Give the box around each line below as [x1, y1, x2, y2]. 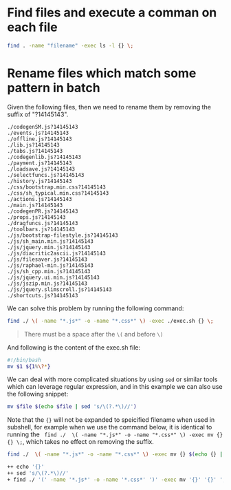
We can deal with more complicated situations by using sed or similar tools [7, 375, 218, 383]
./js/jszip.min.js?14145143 [7, 280, 88, 287]
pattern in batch [7, 81, 101, 96]
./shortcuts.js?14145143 [7, 292, 78, 299]
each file [7, 19, 58, 35]
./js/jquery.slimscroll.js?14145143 [7, 286, 112, 293]
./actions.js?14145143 [7, 195, 72, 202]
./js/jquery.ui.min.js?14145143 [7, 274, 100, 281]
